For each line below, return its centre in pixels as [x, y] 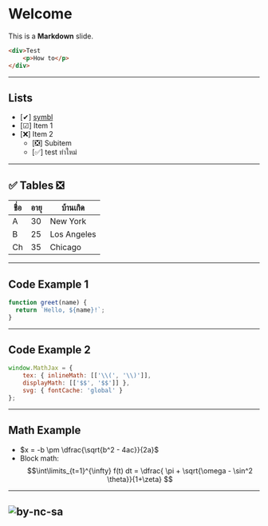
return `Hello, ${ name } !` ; [60, 310]
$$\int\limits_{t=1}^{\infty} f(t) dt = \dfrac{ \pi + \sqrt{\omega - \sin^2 [140, 470]
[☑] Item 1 [36, 126]
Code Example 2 [50, 350]
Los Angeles [73, 234]
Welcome [40, 14]
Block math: [39, 458]
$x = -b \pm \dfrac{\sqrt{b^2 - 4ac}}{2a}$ [89, 449]
